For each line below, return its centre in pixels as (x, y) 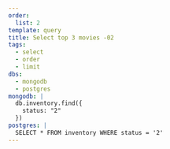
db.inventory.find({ (49, 103)
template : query (35, 30)
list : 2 (28, 23)
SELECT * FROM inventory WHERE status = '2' (89, 132)
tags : (17, 45)
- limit (28, 67)
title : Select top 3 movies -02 (61, 37)
